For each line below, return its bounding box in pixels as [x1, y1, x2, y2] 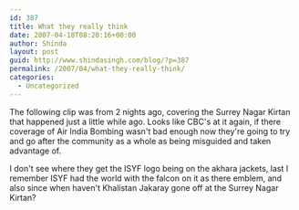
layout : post [9, 47, 59, 57]
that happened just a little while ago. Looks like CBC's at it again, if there [9, 116, 281, 127]
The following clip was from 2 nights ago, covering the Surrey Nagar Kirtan [9, 106, 291, 117]
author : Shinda [9, 38, 67, 48]
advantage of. [9, 145, 62, 156]
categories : [9, 73, 55, 82]
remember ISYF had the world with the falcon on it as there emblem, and [9, 173, 283, 184]
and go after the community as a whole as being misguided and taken [9, 135, 272, 146]
